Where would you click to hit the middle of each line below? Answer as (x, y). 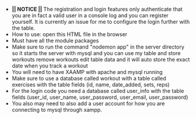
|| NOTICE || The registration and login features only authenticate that (97, 9)
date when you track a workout (50, 66)
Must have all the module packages (55, 41)
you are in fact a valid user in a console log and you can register (90, 15)
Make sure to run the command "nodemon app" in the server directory (98, 47)
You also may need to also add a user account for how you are (88, 103)
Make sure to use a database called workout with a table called (89, 78)
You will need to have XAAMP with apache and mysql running (87, 72)
